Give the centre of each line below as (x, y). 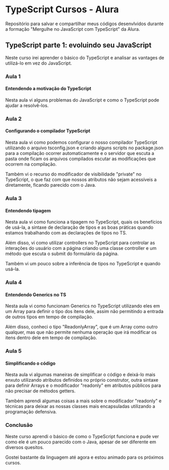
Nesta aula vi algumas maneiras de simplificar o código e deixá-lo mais (80, 375)
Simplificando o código (30, 363)
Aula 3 (14, 198)
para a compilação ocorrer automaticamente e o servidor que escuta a (80, 153)
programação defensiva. (31, 412)
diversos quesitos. (25, 447)
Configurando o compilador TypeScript (48, 131)
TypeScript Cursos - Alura (62, 9)
